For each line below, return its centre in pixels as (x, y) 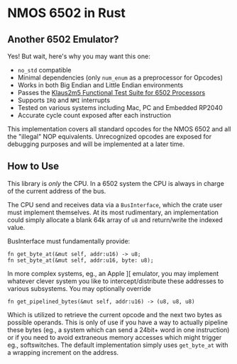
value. (16, 227)
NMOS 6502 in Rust (67, 13)
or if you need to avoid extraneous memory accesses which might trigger (115, 337)
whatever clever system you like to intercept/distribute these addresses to (116, 281)
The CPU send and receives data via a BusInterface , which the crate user (115, 204)
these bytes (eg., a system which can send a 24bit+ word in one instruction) (118, 330)
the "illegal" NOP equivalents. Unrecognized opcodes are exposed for (110, 137)
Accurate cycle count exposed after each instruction (94, 115)
